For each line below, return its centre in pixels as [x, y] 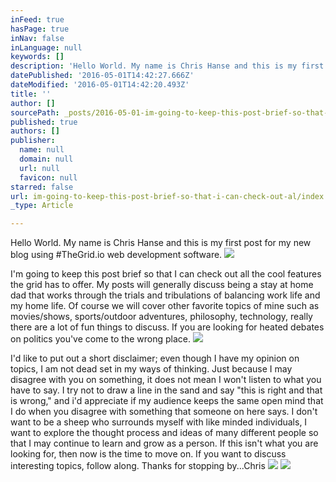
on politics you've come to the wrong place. [100, 339]
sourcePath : [35, 112]
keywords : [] [37, 57]
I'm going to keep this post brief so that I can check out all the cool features [166, 274]
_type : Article [42, 206]
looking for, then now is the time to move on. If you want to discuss [148, 454]
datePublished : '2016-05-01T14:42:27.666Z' [102, 76]
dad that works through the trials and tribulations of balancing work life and [165, 295]
